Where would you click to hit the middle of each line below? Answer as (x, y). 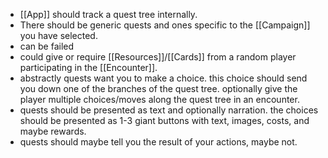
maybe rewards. (53, 131)
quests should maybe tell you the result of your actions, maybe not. (158, 142)
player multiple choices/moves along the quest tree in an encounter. (159, 99)
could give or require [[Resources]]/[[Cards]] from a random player (158, 57)
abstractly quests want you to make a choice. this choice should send (163, 78)
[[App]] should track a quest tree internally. (108, 14)
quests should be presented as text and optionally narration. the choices (169, 110)
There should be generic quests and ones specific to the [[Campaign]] (165, 25)
